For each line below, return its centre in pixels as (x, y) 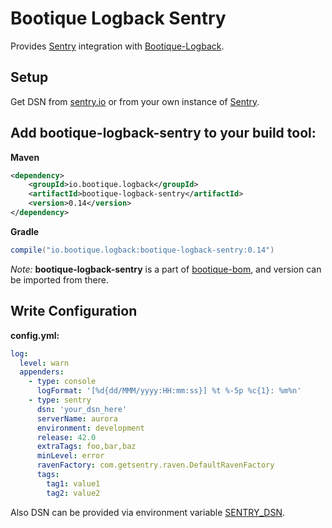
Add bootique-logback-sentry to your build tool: (163, 133)
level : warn (44, 363)
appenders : (42, 372)
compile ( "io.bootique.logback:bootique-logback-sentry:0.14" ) (142, 250)
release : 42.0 (66, 437)
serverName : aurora (77, 418)
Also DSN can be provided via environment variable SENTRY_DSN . (148, 512)
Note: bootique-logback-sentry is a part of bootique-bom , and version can (166, 269)
